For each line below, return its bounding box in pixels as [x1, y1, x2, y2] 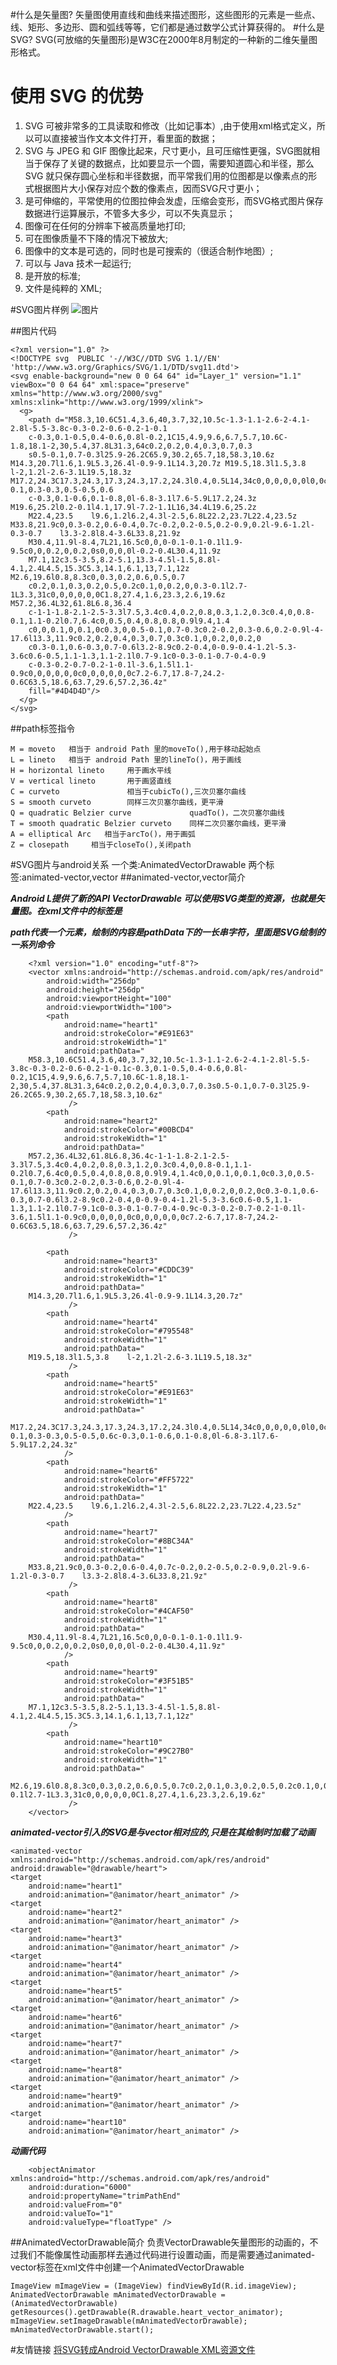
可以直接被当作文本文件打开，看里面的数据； [33, 132, 218, 144]
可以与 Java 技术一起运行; [24, 257, 132, 269]
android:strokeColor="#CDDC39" [63, 1264, 195, 1275]
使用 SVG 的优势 [10, 85, 144, 108]
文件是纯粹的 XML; [24, 282, 103, 294]
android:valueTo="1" [28, 2208, 114, 2218]
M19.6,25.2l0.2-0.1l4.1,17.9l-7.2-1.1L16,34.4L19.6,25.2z [10, 502, 257, 512]
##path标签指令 [10, 722, 76, 734]
